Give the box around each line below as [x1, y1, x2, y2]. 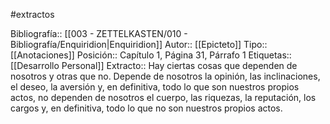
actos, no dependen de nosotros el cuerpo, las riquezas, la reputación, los [10, 92, 317, 103]
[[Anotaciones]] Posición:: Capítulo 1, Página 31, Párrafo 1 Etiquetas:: [10, 49, 292, 61]
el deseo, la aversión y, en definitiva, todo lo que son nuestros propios [10, 81, 300, 93]
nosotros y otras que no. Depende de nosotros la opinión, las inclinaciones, [10, 70, 321, 82]
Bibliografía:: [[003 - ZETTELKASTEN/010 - [10, 28, 188, 39]
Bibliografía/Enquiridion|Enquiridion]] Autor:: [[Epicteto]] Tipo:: [10, 39, 268, 50]
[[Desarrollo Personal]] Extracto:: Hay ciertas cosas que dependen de [10, 60, 298, 71]
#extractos [10, 9, 55, 20]
